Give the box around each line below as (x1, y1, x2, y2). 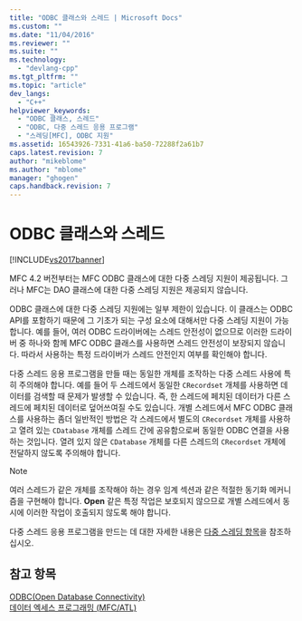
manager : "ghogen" (9, 173, 79, 182)
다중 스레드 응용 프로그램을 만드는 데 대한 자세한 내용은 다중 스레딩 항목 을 (9, 527, 268, 538)
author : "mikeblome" (9, 156, 88, 166)
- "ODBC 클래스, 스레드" (17, 114, 99, 123)
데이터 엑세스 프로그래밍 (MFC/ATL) (9, 602, 137, 613)
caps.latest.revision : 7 (9, 148, 103, 157)
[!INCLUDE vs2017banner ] (9, 255, 106, 266)
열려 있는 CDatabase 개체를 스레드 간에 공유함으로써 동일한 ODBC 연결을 (18, 425, 274, 436)
